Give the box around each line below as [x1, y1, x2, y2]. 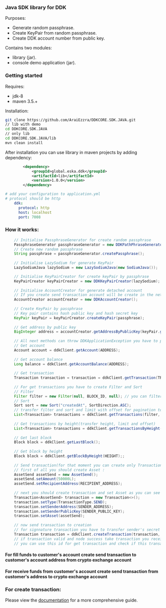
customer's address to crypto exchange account [5, 573, 108, 579]
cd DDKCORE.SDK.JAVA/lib [5, 136, 56, 141]
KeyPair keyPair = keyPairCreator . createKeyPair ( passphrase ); [14, 315, 145, 320]
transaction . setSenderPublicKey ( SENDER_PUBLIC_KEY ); [14, 509, 125, 514]
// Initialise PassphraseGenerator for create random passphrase [14, 237, 152, 243]
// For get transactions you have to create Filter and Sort [14, 384, 142, 390]
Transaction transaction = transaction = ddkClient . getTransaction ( [14, 375, 158, 380]
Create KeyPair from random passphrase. [12, 30, 97, 36]
